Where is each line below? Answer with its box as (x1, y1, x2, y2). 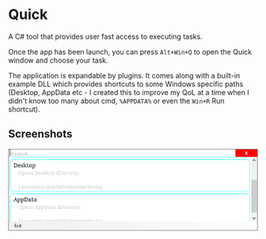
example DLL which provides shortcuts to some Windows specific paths (8, 79, 244, 89)
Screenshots (8, 127, 73, 141)
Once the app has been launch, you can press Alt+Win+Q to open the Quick (8, 47, 253, 56)
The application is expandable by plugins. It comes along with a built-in (8, 70, 241, 80)
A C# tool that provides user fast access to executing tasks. (8, 32, 203, 41)
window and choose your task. (8, 55, 108, 65)
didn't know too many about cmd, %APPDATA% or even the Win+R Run (8, 96, 225, 105)
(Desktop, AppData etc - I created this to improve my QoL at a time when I (8, 87, 249, 97)
